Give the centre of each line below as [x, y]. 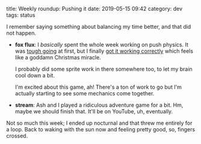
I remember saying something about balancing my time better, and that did [99, 27]
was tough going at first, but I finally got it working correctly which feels [104, 51]
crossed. [17, 136]
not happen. [21, 33]
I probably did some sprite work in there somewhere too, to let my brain [104, 69]
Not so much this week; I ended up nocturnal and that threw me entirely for [99, 123]
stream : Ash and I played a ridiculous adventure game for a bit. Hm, [99, 105]
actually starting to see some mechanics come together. [85, 93]
